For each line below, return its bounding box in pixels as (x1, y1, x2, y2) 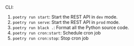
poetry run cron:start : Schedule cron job (12, 30, 101, 35)
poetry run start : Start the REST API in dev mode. (12, 14, 118, 19)
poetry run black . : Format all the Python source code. (12, 24, 129, 30)
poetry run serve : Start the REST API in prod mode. (12, 19, 120, 25)
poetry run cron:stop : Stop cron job (12, 35, 89, 41)
